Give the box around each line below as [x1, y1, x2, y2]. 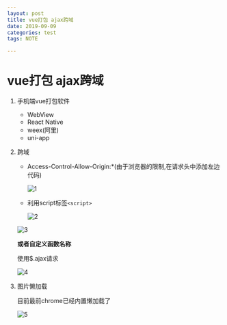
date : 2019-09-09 [7, 23, 57, 29]
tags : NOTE [7, 36, 38, 42]
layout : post [7, 10, 44, 17]
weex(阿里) [27, 126, 59, 134]
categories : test [7, 29, 57, 36]
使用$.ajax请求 [16, 255, 59, 263]
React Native [27, 118, 64, 127]
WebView [27, 111, 55, 119]
